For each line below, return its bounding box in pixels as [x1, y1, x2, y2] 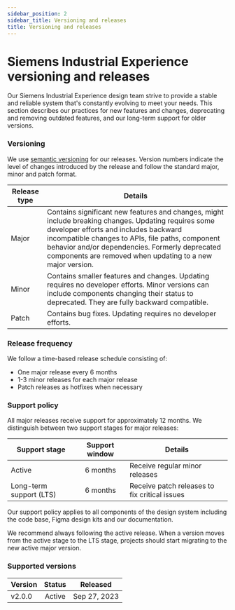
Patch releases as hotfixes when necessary [17, 383, 143, 391]
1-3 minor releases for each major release [17, 375, 138, 384]
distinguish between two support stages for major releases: [7, 423, 179, 432]
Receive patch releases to [129, 481, 215, 491]
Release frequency [7, 338, 73, 348]
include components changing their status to [46, 288, 194, 298]
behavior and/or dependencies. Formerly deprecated [46, 242, 222, 252]
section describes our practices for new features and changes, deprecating [7, 107, 225, 115]
